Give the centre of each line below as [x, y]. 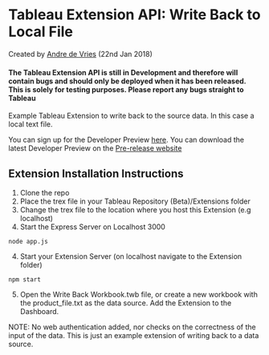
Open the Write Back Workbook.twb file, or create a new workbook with [139, 294]
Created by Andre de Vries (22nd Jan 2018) [80, 54]
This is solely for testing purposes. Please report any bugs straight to [126, 89]
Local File [41, 32]
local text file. [31, 124]
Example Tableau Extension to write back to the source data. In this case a [131, 116]
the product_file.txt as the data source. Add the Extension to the [126, 303]
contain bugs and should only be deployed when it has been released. [127, 81]
